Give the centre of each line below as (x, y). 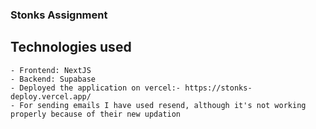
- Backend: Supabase (53, 79)
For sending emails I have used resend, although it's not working (163, 105)
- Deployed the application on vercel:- (96, 88)
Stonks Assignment (59, 15)
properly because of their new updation (96, 114)
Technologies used (71, 47)
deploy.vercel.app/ (51, 96)
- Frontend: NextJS (51, 70)
